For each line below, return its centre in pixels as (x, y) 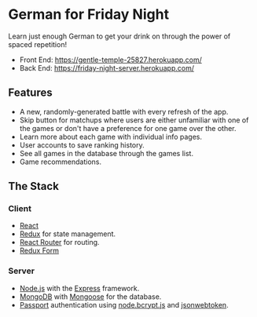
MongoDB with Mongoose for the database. (90, 297)
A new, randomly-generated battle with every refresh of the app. (124, 111)
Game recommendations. (61, 162)
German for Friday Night (89, 15)
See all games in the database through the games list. (106, 153)
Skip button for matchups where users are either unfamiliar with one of (134, 120)
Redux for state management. (68, 234)
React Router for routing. (59, 242)
